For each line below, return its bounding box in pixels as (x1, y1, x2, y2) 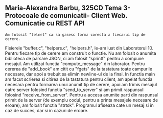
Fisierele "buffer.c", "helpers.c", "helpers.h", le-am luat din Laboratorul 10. (5, 45, 154, 51)
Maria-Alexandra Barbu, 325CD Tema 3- (5, 4, 131, 12)
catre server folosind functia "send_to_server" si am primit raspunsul (5, 87, 143, 93)
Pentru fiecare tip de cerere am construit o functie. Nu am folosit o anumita (5, 50, 157, 56)
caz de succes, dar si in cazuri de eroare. (5, 107, 89, 113)
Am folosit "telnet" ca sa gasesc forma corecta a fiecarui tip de (5, 32, 146, 37)
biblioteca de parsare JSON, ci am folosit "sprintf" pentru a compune (5, 55, 144, 61)
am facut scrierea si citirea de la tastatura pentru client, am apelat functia (5, 76, 153, 82)
